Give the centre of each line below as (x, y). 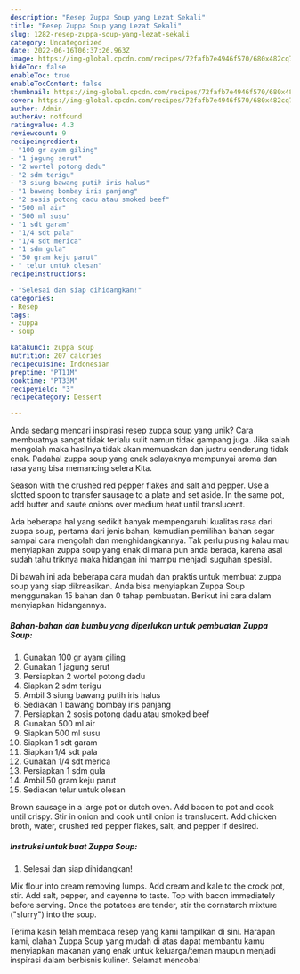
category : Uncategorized (56, 42)
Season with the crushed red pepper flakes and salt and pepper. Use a (140, 485)
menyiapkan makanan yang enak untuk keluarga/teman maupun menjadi (143, 951)
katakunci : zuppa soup (52, 348)
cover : (22, 100)
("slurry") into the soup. (53, 914)
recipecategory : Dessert (56, 397)
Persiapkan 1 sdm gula (64, 771)
